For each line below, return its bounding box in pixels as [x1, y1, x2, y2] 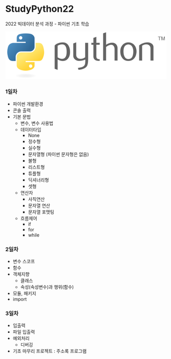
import [12, 296, 27, 303]
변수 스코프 [12, 258, 35, 265]
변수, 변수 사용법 [20, 120, 54, 126]
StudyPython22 [5, 3, 74, 15]
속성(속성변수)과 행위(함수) [20, 284, 74, 290]
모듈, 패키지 [12, 290, 37, 296]
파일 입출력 [12, 329, 35, 335]
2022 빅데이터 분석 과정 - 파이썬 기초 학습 [5, 21, 90, 27]
